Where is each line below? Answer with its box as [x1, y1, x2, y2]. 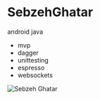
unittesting [17, 55, 49, 64]
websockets [17, 71, 53, 79]
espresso [17, 63, 45, 72]
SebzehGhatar [7, 4, 94, 20]
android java [7, 27, 44, 36]
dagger [17, 48, 39, 57]
